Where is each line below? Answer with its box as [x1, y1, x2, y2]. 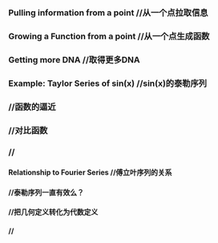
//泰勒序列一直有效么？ [8, 187, 84, 197]
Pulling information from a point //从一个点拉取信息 [8, 6, 208, 18]
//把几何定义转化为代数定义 [8, 207, 99, 217]
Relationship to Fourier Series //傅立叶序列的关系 [8, 168, 172, 177]
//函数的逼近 [8, 101, 56, 112]
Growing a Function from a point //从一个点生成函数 [8, 30, 210, 42]
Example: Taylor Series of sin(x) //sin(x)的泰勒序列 [8, 78, 207, 89]
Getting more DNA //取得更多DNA [8, 54, 140, 65]
